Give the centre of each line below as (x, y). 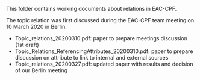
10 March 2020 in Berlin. (37, 27)
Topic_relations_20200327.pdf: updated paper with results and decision (104, 64)
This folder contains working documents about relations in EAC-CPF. (92, 9)
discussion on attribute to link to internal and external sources (92, 57)
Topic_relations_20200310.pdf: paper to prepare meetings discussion (101, 38)
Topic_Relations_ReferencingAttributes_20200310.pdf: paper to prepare (104, 51)
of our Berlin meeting (41, 70)
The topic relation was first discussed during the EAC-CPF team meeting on (100, 20)
